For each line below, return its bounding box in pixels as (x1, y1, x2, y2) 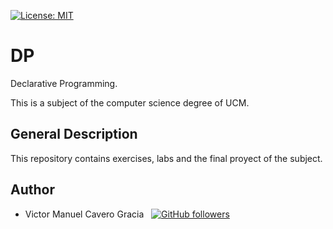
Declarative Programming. (10, 77, 118, 89)
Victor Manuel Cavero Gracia (24, 208, 145, 220)
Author (10, 181, 55, 199)
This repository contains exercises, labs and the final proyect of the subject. (10, 152, 323, 164)
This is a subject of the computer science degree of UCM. (10, 96, 250, 109)
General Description (10, 126, 138, 143)
